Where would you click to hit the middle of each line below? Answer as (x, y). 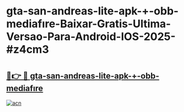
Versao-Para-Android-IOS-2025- (91, 37)
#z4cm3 (28, 50)
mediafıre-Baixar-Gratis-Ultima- (89, 24)
